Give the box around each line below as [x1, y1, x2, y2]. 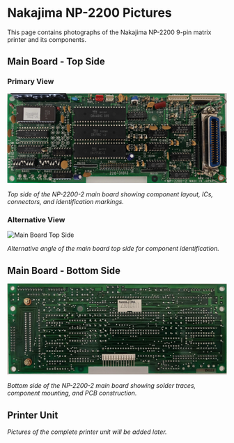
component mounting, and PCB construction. [7, 389, 137, 398]
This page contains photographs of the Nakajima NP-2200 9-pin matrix [7, 28, 212, 36]
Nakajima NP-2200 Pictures [7, 5, 172, 21]
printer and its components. [7, 35, 87, 43]
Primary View [7, 77, 54, 87]
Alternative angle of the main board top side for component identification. [7, 245, 219, 253]
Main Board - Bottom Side [7, 264, 120, 277]
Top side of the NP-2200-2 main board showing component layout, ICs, [7, 190, 214, 198]
